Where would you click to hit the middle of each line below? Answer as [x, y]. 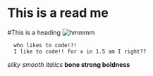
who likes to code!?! [45, 45]
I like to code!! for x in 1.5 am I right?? [80, 51]
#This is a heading [34, 32]
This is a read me [58, 13]
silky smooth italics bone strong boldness [69, 64]
